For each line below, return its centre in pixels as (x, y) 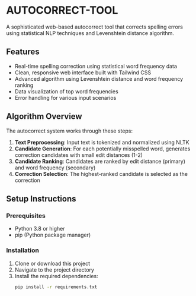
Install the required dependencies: (57, 276)
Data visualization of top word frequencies (66, 91)
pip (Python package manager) (53, 235)
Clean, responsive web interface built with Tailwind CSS (83, 73)
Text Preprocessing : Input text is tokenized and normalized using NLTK (102, 142)
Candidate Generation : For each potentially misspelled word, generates (102, 149)
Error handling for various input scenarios (65, 97)
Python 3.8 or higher (40, 229)
